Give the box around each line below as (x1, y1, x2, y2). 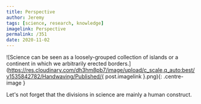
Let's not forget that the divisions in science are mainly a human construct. (6, 91, 192, 98)
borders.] (107, 60, 132, 67)
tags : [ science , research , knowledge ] (6, 20, 104, 26)
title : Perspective (6, 8, 56, 15)
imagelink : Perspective (6, 25, 66, 32)
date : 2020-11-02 (6, 37, 50, 43)
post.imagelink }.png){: (105, 73, 162, 80)
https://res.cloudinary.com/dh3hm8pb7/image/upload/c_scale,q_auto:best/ (8, 67, 195, 73)
